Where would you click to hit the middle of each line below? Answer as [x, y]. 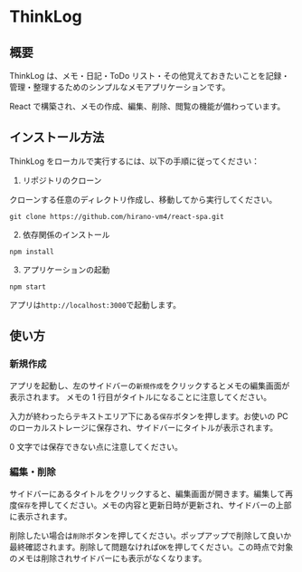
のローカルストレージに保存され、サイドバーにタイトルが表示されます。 [144, 427]
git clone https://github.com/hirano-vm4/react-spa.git [117, 216]
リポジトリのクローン [62, 180]
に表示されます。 [41, 516]
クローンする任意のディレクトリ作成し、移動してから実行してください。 [143, 199]
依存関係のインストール [66, 234]
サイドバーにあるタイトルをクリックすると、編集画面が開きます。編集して [147, 493]
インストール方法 [57, 138]
